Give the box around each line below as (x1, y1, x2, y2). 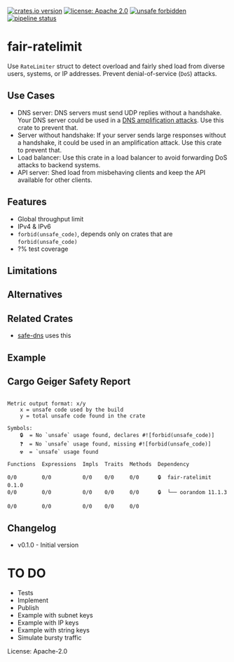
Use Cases (7, 90, 55, 102)
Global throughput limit (17, 214, 84, 223)
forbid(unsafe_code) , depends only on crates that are (17, 229, 173, 238)
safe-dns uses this (17, 331, 71, 340)
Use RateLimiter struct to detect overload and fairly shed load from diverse (7, 62, 226, 70)
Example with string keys (17, 626, 90, 635)
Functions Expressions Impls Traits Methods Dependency (7, 461, 190, 468)
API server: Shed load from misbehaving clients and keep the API (17, 168, 206, 176)
